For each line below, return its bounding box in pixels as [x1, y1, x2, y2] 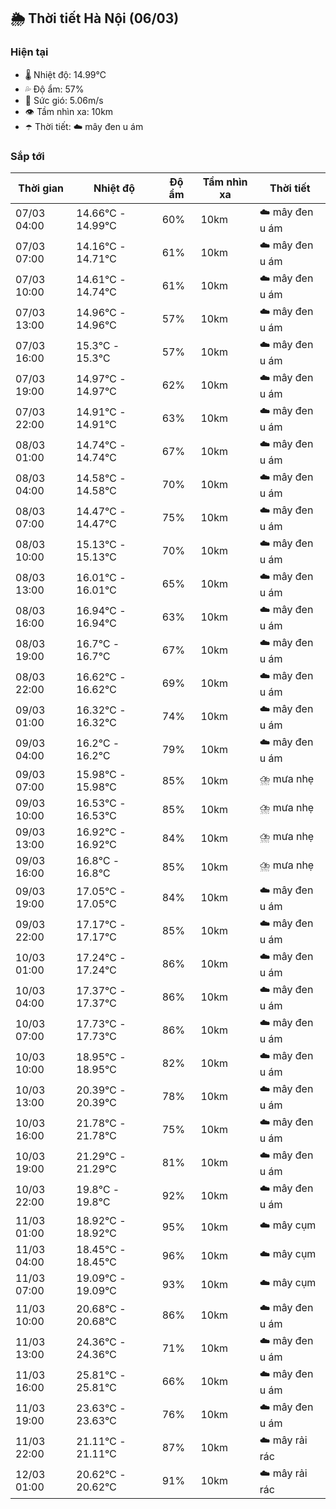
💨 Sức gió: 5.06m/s [24, 94, 104, 106]
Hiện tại [10, 45, 49, 59]
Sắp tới [10, 149, 45, 163]
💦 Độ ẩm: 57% [24, 83, 85, 95]
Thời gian [18, 181, 65, 195]
